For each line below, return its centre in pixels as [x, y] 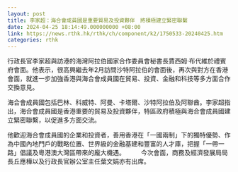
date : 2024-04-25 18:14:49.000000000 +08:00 [74, 27]
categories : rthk [33, 40]
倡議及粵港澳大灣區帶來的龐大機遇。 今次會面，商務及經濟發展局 [120, 153]
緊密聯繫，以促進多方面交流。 [57, 120]
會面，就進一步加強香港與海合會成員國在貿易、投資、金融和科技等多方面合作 [119, 79]
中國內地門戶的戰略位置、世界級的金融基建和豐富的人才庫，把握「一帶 [115, 144]
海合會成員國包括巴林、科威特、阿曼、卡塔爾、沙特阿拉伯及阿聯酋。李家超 [116, 102]
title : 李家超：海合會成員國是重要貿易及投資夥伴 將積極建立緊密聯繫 [97, 20]
